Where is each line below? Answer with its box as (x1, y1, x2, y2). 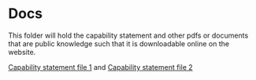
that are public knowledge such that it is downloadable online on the (8, 38, 230, 48)
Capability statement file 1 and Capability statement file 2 (8, 62, 193, 71)
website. (8, 47, 36, 56)
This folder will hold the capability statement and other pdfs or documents (8, 31, 249, 40)
